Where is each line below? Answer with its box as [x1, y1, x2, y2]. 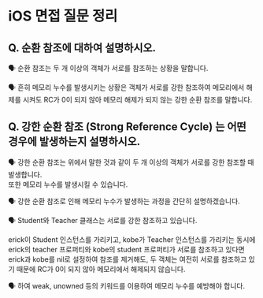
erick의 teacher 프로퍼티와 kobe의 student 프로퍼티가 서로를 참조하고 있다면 [8, 244, 246, 254]
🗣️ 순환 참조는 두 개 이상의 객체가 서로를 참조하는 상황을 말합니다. [8, 64, 209, 73]
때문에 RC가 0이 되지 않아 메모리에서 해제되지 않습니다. [16, 264, 186, 274]
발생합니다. [8, 169, 43, 179]
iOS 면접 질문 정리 [8, 7, 118, 25]
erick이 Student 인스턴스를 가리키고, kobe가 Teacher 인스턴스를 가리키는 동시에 [8, 234, 256, 244]
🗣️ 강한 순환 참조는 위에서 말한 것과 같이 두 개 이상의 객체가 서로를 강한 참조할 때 [8, 157, 254, 166]
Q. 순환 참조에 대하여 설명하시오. [8, 41, 156, 54]
